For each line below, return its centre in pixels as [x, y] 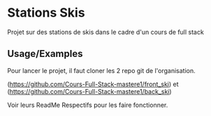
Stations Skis [46, 13]
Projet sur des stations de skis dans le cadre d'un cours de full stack [105, 32]
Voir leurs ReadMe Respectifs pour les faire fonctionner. [88, 105]
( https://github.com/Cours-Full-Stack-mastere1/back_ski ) [90, 91]
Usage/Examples [45, 54]
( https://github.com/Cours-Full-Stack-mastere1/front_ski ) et [93, 84]
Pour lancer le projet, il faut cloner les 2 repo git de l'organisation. [101, 70]
